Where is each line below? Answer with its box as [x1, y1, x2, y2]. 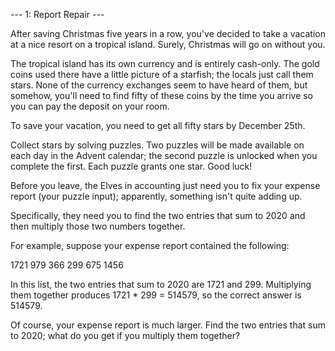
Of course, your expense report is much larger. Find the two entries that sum [10, 319, 326, 331]
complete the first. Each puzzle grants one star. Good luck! [10, 160, 253, 172]
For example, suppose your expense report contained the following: [10, 240, 290, 251]
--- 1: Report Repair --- [10, 9, 105, 20]
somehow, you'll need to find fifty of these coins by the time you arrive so [10, 90, 314, 101]
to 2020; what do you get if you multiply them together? [10, 330, 241, 341]
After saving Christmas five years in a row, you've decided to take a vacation [10, 28, 326, 39]
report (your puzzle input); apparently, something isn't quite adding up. [10, 190, 303, 202]
